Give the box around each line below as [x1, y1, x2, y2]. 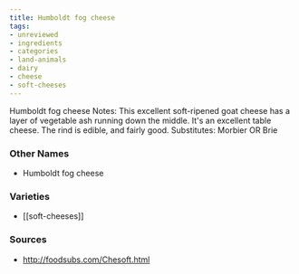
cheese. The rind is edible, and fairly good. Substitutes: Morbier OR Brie [9, 124, 278, 136]
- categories [9, 47, 59, 56]
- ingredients [9, 38, 63, 48]
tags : [9, 22, 30, 31]
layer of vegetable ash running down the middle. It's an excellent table [9, 115, 272, 126]
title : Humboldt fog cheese [9, 13, 116, 23]
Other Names [9, 146, 70, 159]
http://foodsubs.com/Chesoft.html [22, 254, 150, 265]
